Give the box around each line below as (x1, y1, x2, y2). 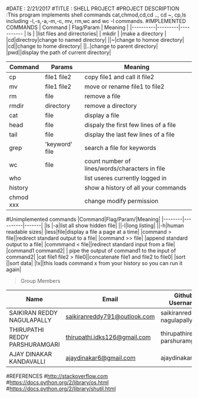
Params (51, 63, 73, 71)
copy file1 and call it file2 (84, 73, 154, 81)
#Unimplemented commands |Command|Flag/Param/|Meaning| (6, 216, 161, 223)
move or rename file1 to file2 (84, 83, 165, 90)
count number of (84, 157, 131, 165)
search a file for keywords (84, 144, 157, 152)
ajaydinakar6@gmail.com (65, 354, 136, 362)
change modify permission (84, 197, 159, 205)
